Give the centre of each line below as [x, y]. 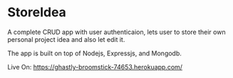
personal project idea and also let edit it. [66, 39]
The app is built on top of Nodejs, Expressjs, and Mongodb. [94, 53]
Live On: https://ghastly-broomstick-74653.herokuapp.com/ [95, 67]
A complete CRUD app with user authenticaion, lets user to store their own [116, 32]
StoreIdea [37, 12]
